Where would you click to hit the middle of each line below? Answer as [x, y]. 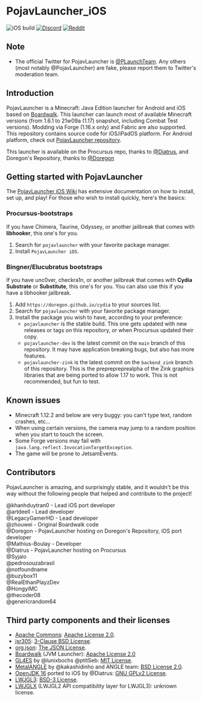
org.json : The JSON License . [51, 648]
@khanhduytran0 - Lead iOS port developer [61, 505]
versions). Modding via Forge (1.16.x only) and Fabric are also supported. [96, 127]
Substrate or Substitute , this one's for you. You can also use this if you [95, 286]
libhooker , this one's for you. [42, 233]
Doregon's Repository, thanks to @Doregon [60, 158]
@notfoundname [27, 569]
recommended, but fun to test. [62, 381]
